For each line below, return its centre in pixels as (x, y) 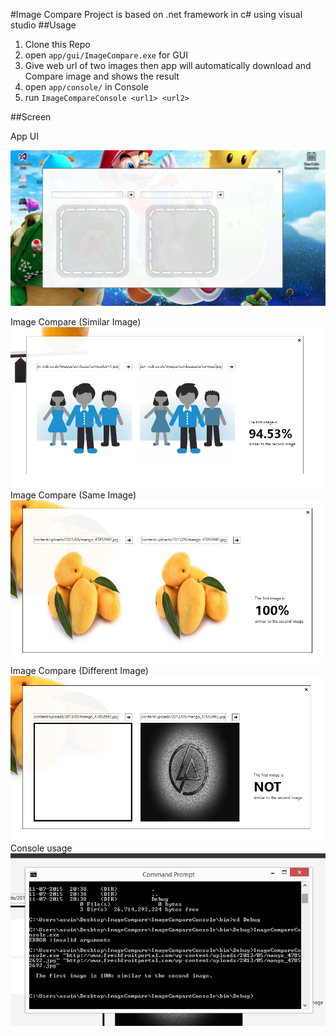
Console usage (41, 848)
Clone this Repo (57, 44)
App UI (24, 136)
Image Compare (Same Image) (73, 495)
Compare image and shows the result (102, 76)
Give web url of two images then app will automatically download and (168, 65)
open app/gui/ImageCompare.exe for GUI (106, 55)
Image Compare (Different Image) (79, 671)
